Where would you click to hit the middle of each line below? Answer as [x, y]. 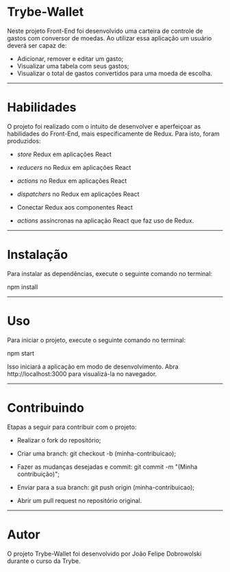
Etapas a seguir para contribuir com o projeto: [72, 427]
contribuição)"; [38, 474]
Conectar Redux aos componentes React [75, 207]
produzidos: [24, 140]
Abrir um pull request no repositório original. [79, 500]
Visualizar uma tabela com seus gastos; [73, 66]
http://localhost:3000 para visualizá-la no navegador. [82, 373]
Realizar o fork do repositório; [59, 440]
